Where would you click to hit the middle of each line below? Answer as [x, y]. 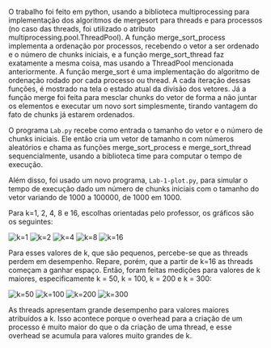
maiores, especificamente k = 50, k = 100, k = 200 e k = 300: [110, 279]
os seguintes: [31, 222]
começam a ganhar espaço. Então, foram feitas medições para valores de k [134, 270]
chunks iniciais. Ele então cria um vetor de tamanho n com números [121, 139]
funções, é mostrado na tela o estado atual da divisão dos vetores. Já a [127, 89]
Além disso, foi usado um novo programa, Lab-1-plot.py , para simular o [128, 180]
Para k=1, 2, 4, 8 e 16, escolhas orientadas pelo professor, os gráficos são [131, 213]
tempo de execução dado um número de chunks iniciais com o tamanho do [134, 189]
